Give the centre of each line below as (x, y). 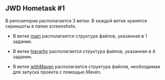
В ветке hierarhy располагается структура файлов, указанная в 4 (84, 51)
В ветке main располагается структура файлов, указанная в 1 (80, 36)
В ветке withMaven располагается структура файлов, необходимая (86, 66)
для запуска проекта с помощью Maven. (57, 72)
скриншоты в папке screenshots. (41, 26)
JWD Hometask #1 (35, 8)
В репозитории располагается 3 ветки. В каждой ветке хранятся (76, 20)
